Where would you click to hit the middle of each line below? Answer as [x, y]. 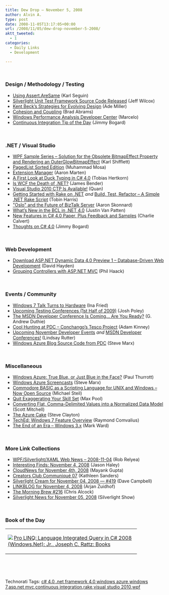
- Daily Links [25, 48]
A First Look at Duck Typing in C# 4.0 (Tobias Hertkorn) [71, 178]
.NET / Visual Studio [30, 145]
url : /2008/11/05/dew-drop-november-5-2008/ [53, 29]
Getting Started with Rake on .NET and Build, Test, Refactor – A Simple [86, 194]
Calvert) [21, 221]
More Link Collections [33, 448]
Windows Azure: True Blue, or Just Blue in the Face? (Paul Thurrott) [83, 377]
